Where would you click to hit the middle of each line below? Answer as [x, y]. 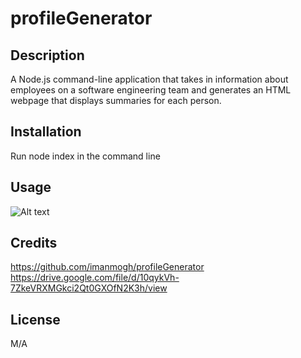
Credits [34, 243]
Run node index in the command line [85, 156]
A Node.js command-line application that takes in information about [149, 79]
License [35, 319]
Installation [46, 132]
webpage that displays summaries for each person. [116, 100]
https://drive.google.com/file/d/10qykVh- [95, 278]
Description [47, 55]
